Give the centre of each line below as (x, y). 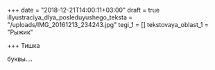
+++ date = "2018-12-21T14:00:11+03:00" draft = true (84, 10)
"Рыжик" (20, 32)
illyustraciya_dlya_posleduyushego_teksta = (70, 17)
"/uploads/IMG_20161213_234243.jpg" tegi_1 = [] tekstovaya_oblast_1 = (108, 25)
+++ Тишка (24, 45)
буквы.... (20, 59)
